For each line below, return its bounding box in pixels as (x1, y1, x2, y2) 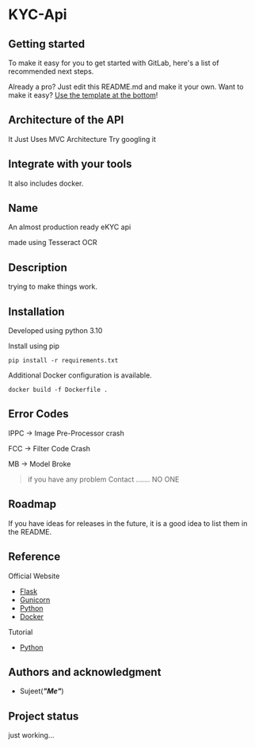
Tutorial (8, 627, 33, 636)
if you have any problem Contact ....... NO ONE (27, 474, 180, 484)
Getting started (8, 37, 86, 51)
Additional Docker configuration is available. (8, 370, 152, 380)
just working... (8, 731, 55, 740)
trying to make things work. (8, 282, 97, 291)
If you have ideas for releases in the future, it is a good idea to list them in (8, 518, 248, 528)
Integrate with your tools (8, 157, 132, 171)
